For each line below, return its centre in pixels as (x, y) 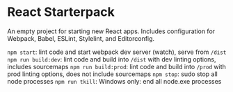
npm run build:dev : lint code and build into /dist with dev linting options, (112, 59)
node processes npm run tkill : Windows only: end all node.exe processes (114, 81)
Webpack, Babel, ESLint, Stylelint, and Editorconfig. (81, 38)
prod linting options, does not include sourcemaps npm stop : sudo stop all (112, 74)
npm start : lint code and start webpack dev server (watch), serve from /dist (117, 52)
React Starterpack (61, 12)
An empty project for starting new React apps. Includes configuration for (111, 31)
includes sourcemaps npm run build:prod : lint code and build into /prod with (116, 66)
